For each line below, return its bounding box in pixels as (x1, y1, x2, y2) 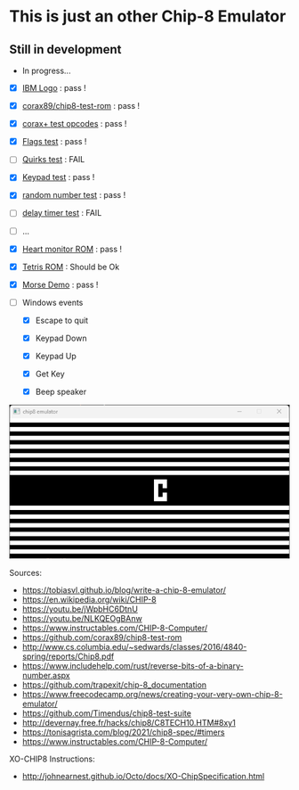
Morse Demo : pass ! (21, 279, 99, 290)
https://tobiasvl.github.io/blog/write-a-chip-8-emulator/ (21, 585, 227, 596)
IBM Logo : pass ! (21, 83, 86, 93)
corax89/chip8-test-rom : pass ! (21, 101, 141, 111)
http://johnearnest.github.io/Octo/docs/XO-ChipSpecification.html (21, 771, 265, 782)
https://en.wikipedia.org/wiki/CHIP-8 (21, 595, 158, 605)
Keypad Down (35, 333, 87, 343)
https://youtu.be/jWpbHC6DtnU (21, 604, 138, 614)
